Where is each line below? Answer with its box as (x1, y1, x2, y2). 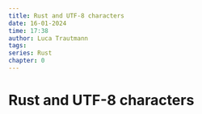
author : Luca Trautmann (8, 34, 89, 43)
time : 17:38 (8, 26, 48, 35)
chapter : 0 (8, 57, 45, 65)
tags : (8, 42, 27, 50)
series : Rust (8, 49, 53, 57)
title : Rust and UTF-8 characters (8, 11, 125, 20)
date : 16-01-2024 (8, 19, 67, 27)
